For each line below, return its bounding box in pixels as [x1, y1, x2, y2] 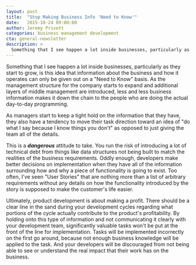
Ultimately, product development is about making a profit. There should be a [6, 197, 190, 204]
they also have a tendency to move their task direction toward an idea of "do [6, 118, 190, 125]
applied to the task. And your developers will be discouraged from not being [6, 240, 190, 247]
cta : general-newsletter [6, 36, 67, 42]
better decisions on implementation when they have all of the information [6, 160, 183, 167]
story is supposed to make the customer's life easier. [6, 186, 133, 193]
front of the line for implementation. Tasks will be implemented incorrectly [6, 228, 184, 235]
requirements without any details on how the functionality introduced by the [6, 179, 189, 186]
